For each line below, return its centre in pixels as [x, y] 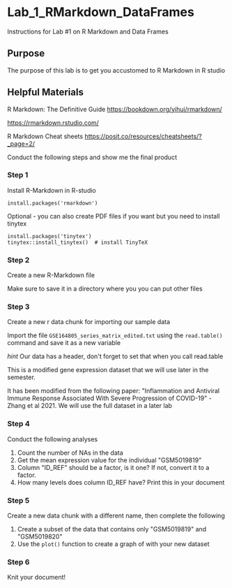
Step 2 [18, 260]
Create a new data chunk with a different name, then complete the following [116, 516]
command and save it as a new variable [64, 343]
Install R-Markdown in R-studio [52, 190]
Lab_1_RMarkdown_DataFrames [101, 12]
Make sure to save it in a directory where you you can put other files [105, 289]
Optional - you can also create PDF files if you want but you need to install [114, 216]
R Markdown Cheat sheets [45, 136]
